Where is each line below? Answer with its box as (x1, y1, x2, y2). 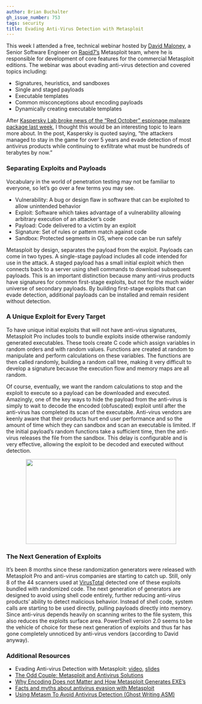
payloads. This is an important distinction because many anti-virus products (6, 272, 195, 279)
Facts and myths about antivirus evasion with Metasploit (14, 685, 155, 692)
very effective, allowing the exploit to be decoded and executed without (6, 440, 184, 447)
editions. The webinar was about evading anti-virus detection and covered (6, 62, 191, 69)
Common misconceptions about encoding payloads (14, 99, 143, 106)
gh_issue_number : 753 (6, 14, 61, 21)
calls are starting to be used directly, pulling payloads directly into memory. (6, 604, 192, 612)
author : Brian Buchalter (6, 8, 69, 15)
